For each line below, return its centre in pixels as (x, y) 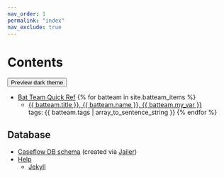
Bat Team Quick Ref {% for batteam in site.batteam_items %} (107, 97)
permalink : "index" (36, 21)
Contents (35, 62)
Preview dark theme (37, 83)
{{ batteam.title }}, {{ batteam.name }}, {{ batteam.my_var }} (115, 105)
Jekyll (37, 167)
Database (29, 134)
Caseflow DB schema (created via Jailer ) (77, 152)
